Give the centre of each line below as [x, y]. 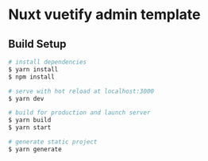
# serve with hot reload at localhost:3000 [81, 91]
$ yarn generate [35, 149]
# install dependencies [48, 62]
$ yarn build [30, 121]
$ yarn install [33, 69]
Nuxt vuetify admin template [104, 15]
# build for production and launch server [79, 113]
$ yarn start [30, 128]
